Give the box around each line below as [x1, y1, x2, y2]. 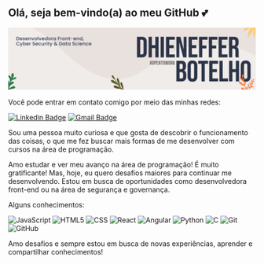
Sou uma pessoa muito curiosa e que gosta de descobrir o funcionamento [8, 127, 249, 137]
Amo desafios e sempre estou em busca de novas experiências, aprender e [8, 239, 253, 248]
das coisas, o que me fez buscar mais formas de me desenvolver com [8, 136, 236, 145]
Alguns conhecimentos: [8, 200, 85, 209]
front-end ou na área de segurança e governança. [8, 185, 170, 194]
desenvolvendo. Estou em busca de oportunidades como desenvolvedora [8, 176, 247, 185]
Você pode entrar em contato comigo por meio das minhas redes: [8, 97, 222, 107]
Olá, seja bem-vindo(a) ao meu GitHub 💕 [8, 6, 208, 20]
